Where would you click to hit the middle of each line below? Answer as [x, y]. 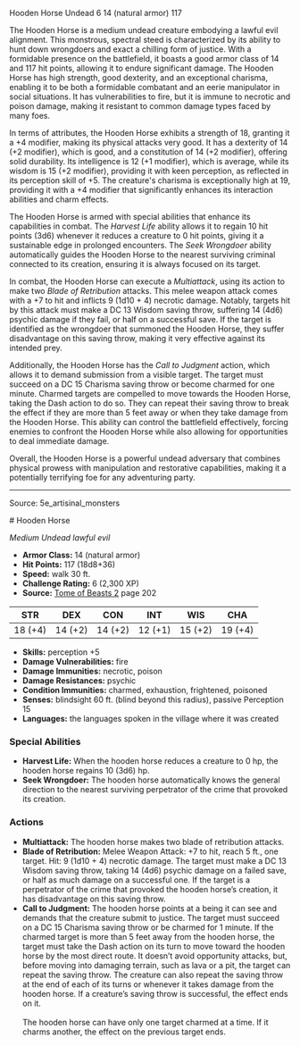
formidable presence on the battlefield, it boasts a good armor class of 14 [144, 59]
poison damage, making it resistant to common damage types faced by [140, 106]
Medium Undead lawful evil [60, 538]
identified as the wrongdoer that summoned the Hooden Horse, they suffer [147, 329]
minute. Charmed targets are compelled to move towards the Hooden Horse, [150, 393]
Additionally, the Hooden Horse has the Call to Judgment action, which [140, 365]
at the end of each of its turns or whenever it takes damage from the [148, 984]
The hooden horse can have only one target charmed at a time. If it [145, 1022]
